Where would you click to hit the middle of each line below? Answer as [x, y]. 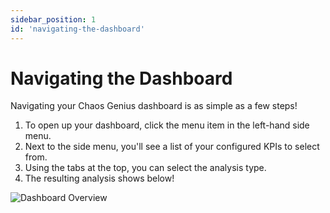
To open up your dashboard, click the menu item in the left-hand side [167, 125]
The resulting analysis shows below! [99, 178]
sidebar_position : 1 [53, 19]
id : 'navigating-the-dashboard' [77, 29]
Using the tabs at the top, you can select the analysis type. [145, 168]
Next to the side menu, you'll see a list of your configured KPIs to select [172, 147]
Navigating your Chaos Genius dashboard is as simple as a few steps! [154, 106]
